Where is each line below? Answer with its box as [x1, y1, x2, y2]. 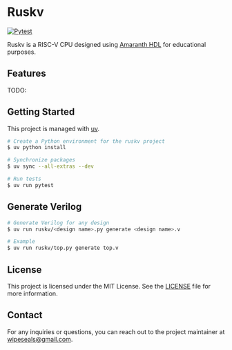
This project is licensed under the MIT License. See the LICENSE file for [7, 282, 211, 290]
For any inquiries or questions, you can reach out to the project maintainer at [7, 327, 225, 336]
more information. [7, 289, 58, 298]
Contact [7, 309, 43, 321]
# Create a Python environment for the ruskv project [7, 137, 166, 145]
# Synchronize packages [7, 157, 76, 164]
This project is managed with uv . [7, 124, 100, 133]
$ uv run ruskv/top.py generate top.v [7, 244, 119, 252]
